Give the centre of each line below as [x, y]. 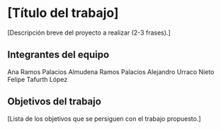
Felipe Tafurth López [38, 79]
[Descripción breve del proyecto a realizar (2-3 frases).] [89, 32]
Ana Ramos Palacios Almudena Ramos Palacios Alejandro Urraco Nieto [111, 71]
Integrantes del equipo [58, 55]
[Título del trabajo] [63, 13]
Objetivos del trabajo [54, 101]
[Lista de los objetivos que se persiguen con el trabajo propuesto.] [104, 119]
